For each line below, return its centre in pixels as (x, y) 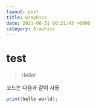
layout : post (23, 12)
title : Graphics (27, 17)
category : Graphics (31, 29)
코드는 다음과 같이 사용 (33, 87)
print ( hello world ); (32, 99)
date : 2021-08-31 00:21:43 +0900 (48, 23)
